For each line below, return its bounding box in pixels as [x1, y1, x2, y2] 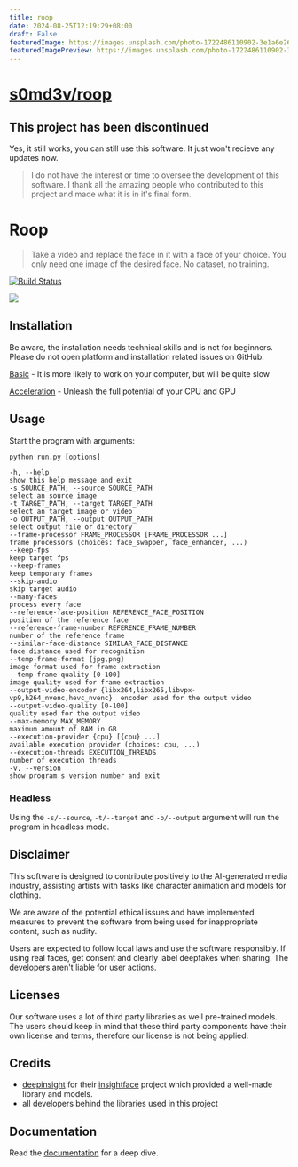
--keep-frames [9, 561, 62, 570]
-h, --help [9, 468, 50, 476]
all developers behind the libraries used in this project [21, 1099, 219, 1109]
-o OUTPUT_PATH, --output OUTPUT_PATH [9, 515, 153, 524]
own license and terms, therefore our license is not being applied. [9, 1030, 249, 1041]
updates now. [9, 153, 59, 164]
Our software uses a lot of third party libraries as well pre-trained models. [9, 1011, 278, 1022]
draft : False [9, 29, 58, 38]
